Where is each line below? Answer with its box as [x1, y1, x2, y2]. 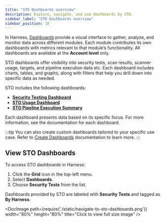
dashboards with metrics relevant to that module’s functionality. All [5, 45, 140, 51]
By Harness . [5, 196, 31, 202]
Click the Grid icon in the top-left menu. [12, 171, 93, 177]
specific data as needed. [5, 75, 56, 81]
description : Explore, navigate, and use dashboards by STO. [5, 12, 133, 17]
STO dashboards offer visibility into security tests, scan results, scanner [5, 60, 151, 65]
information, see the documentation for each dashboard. [5, 120, 120, 126]
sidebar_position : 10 [5, 21, 50, 26]
